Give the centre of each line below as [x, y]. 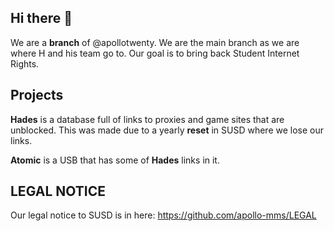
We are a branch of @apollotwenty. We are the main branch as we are [155, 42]
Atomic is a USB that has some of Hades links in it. [115, 160]
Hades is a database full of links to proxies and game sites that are [147, 119]
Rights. [25, 63]
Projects [37, 95]
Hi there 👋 [41, 18]
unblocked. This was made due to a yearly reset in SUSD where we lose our [167, 130]
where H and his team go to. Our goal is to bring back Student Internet [155, 53]
